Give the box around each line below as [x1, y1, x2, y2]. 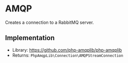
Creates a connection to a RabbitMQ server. [5, 19, 94, 25]
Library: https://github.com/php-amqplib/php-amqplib [12, 47, 122, 53]
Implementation [5, 34, 55, 42]
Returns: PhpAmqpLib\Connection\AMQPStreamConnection [12, 52, 124, 58]
